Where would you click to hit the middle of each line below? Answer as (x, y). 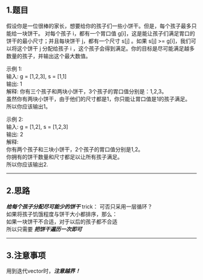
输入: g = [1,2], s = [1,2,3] (37, 126)
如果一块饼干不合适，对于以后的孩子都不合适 (62, 222)
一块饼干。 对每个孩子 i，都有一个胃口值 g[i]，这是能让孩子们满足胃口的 (106, 33)
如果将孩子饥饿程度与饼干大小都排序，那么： (62, 214)
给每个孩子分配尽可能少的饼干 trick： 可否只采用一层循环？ (79, 207)
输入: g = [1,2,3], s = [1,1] (37, 76)
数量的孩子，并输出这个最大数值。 (49, 56)
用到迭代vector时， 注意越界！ (43, 271)
